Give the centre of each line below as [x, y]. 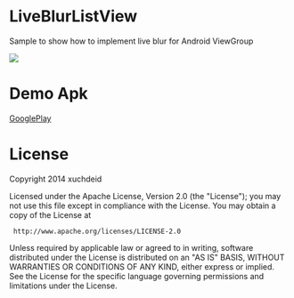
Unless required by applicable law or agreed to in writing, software [131, 247]
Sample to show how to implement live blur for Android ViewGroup [131, 41]
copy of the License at [50, 214]
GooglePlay [30, 118]
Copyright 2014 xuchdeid [56, 179]
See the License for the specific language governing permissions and [137, 276]
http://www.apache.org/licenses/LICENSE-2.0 [97, 231]
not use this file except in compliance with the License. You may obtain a [143, 205]
